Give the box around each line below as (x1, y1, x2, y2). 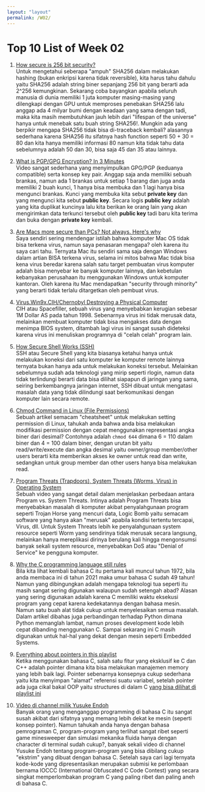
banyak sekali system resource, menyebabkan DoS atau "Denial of (15, 543, 184, 550)
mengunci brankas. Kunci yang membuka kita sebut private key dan (15, 190, 188, 198)
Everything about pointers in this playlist (15, 651, 117, 658)
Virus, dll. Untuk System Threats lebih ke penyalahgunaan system (15, 523, 181, 530)
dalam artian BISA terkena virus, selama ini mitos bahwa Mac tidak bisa (15, 254, 195, 262)
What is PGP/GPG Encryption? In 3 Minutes (15, 157, 124, 165)
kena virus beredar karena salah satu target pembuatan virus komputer (15, 261, 195, 268)
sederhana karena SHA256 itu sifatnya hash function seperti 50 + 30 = (15, 133, 194, 140)
